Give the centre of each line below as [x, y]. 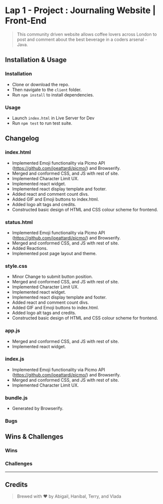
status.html [19, 222]
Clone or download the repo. [41, 84]
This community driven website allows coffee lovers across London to [87, 34]
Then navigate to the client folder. [47, 90]
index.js [15, 359]
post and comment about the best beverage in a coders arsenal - [82, 39]
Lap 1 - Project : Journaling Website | [81, 10]
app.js [13, 331]
